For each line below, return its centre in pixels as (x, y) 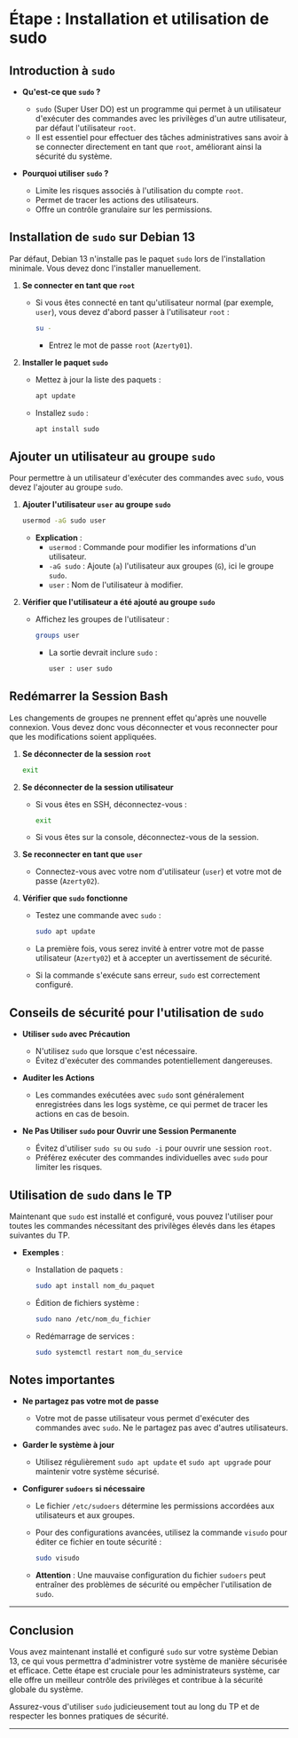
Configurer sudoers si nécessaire (83, 1489)
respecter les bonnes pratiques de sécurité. (89, 1716)
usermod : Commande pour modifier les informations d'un (152, 547)
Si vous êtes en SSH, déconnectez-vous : (111, 804)
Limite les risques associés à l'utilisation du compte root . (139, 190)
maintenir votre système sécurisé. (97, 1472)
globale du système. (46, 1689)
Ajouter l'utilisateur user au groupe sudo (96, 505)
